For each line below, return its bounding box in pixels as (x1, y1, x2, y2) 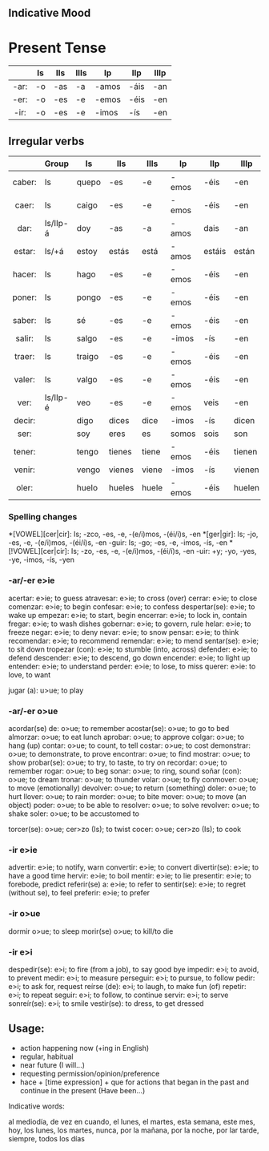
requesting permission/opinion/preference (19, 1068, 160, 1078)
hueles (108, 483, 134, 494)
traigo (76, 351, 99, 362)
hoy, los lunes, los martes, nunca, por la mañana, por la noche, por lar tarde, (8, 1125, 259, 1135)
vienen (233, 464, 260, 475)
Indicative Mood (8, 6, 91, 20)
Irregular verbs (8, 134, 85, 147)
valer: (14, 374, 35, 386)
